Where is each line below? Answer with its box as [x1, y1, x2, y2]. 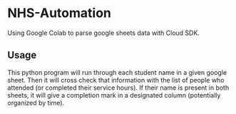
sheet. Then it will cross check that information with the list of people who [7, 76, 225, 84]
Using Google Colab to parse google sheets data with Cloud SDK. [7, 28, 200, 37]
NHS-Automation [7, 5, 112, 21]
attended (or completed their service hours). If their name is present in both [7, 83, 230, 92]
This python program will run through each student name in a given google [7, 68, 227, 76]
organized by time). [7, 98, 65, 107]
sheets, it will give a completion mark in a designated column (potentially [7, 90, 221, 99]
